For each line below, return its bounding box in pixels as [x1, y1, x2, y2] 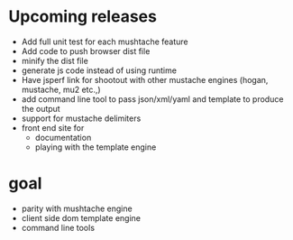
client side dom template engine [21, 212, 142, 223]
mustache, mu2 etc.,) [21, 84, 101, 95]
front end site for [21, 122, 85, 133]
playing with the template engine [34, 142, 157, 152]
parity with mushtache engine [21, 203, 133, 214]
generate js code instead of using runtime [21, 65, 178, 76]
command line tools [21, 222, 96, 233]
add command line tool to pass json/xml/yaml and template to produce [21, 93, 284, 105]
